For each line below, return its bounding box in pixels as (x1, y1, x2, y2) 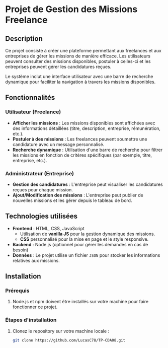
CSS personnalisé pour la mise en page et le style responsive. (20, 236, 149, 242)
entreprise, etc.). (12, 157, 47, 163)
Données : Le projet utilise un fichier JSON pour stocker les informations (12, 252, 160, 258)
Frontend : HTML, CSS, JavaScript (12, 225, 85, 231)
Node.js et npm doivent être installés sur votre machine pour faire (12, 299, 149, 305)
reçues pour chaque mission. (12, 186, 73, 192)
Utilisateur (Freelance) (5, 108, 61, 115)
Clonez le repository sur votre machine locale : (12, 328, 110, 334)
